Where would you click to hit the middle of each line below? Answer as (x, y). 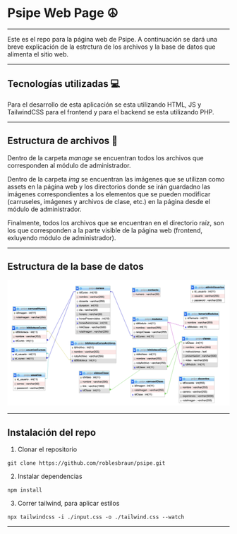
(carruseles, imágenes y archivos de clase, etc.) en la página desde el (109, 201)
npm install (25, 490)
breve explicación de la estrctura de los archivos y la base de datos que (111, 47)
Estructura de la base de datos (76, 266)
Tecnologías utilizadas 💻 (64, 84)
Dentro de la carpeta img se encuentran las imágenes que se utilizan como (116, 179)
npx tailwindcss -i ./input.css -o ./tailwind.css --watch (96, 517)
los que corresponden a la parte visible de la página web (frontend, (105, 230)
